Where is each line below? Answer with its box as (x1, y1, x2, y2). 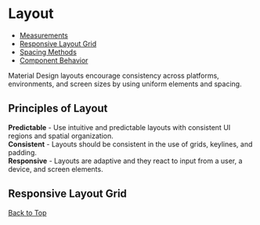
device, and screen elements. (8, 164, 103, 173)
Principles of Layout (8, 102, 108, 115)
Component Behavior (19, 56, 88, 65)
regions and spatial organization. (8, 131, 114, 140)
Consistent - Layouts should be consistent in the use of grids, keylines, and (8, 139, 253, 149)
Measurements (19, 31, 69, 40)
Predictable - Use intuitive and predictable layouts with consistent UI (8, 122, 231, 132)
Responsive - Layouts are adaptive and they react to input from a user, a (8, 156, 243, 165)
